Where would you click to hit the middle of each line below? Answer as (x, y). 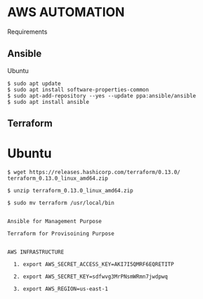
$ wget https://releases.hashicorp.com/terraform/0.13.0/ (94, 173)
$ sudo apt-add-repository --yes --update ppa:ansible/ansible (102, 95)
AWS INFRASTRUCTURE (36, 252)
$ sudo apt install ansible (48, 102)
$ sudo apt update (34, 84)
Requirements (27, 32)
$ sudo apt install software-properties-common (78, 89)
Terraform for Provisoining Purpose (61, 234)
